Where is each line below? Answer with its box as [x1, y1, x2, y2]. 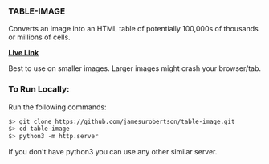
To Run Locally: [8, 84, 70, 95]
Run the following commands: [8, 102, 107, 112]
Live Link [8, 48, 39, 58]
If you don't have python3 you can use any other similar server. [8, 147, 218, 157]
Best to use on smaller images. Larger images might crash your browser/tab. [8, 64, 261, 73]
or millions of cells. [8, 32, 71, 42]
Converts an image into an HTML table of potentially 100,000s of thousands [8, 24, 259, 34]
